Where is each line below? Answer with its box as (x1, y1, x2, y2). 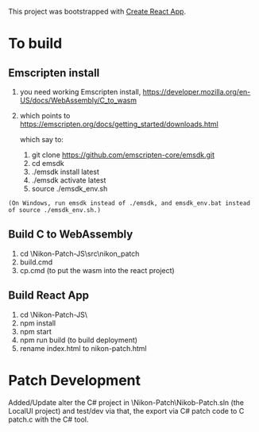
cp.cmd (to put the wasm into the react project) (19, 265, 175, 275)
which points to (19, 111, 71, 120)
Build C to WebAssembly (8, 228, 133, 241)
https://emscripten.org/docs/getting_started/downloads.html (19, 119, 218, 129)
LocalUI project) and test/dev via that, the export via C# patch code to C (8, 406, 245, 415)
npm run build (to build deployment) (19, 335, 137, 345)
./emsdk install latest (31, 167, 99, 176)
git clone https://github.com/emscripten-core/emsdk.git (31, 150, 215, 160)
